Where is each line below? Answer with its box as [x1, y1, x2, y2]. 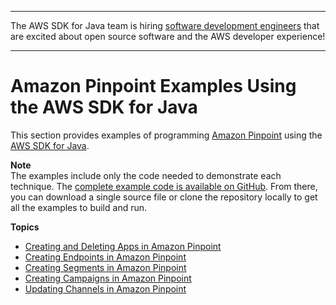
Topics [10, 221, 40, 233]
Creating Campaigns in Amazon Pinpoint [24, 272, 192, 284]
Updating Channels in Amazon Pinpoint [24, 282, 187, 295]
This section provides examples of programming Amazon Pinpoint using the [10, 129, 323, 141]
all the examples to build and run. [10, 201, 148, 213]
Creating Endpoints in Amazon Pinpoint [24, 251, 187, 263]
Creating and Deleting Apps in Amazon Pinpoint [24, 240, 222, 252]
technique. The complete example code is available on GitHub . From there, [10, 180, 318, 192]
